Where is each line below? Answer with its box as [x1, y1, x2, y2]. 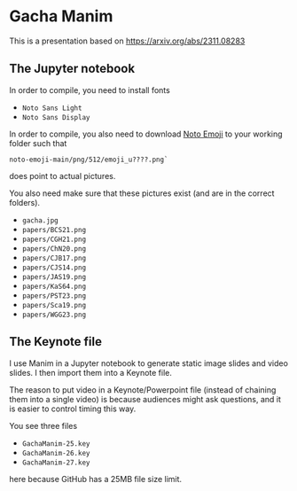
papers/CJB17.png [21, 253, 87, 262]
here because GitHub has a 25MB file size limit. [9, 473, 183, 484]
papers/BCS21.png [21, 225, 87, 234]
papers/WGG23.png [21, 310, 87, 319]
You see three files [9, 420, 78, 431]
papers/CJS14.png [21, 263, 87, 272]
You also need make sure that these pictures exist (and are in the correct [9, 188, 275, 199]
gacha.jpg [21, 215, 59, 225]
